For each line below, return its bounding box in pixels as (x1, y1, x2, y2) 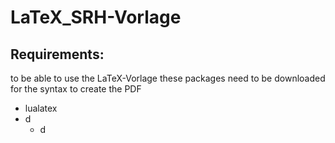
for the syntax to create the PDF (10, 83, 142, 95)
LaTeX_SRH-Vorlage (10, 6, 182, 29)
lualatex (24, 102, 58, 114)
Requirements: (10, 46, 105, 63)
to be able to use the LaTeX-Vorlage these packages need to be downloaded (10, 72, 326, 84)
